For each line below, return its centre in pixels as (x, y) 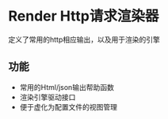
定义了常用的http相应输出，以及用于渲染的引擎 (84, 39)
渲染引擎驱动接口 (48, 97)
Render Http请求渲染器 (84, 16)
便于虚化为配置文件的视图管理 (68, 106)
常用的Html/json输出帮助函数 (67, 87)
